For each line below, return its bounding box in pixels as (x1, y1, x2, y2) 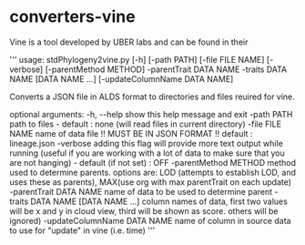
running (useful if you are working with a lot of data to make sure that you (9, 148, 285, 158)
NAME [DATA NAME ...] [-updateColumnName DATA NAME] (9, 73, 234, 84)
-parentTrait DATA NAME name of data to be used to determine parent (9, 186, 273, 197)
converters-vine (9, 6, 136, 27)
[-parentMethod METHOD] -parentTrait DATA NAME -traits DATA (45, 64, 288, 75)
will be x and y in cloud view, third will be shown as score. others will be (9, 205, 279, 216)
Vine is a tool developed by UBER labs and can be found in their (9, 36, 249, 47)
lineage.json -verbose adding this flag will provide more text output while (9, 138, 284, 148)
